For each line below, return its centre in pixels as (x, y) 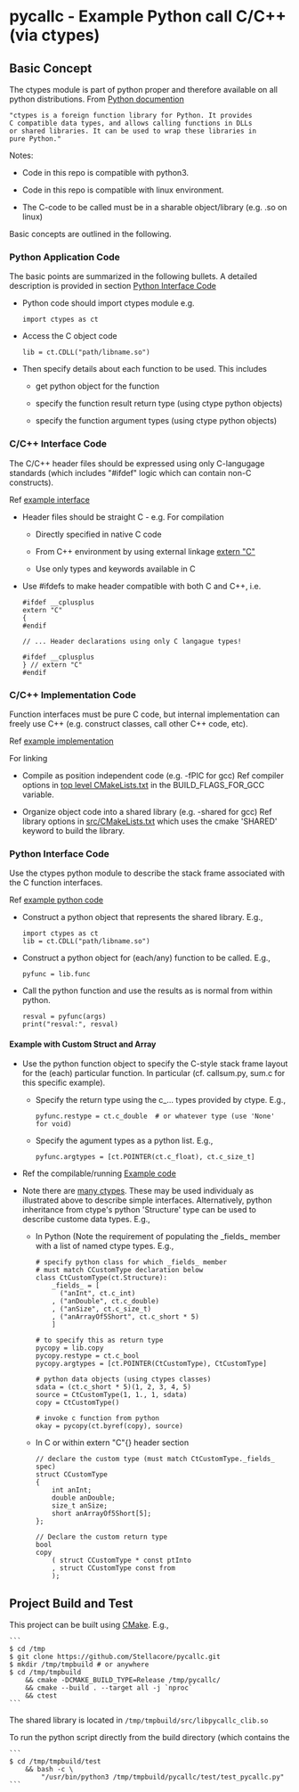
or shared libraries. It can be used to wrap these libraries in (133, 131)
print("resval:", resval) (70, 1024)
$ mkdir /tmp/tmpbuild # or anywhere (79, 1665)
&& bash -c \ (49, 1770)
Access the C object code (69, 336)
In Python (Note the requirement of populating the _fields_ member (158, 1237)
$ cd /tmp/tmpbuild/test (55, 1762)
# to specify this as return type (99, 1340)
